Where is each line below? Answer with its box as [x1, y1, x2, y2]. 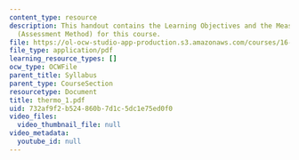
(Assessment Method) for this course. [17, 29, 162, 38]
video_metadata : [9, 129, 69, 138]
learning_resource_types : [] [9, 54, 117, 63]
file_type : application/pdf [9, 46, 114, 55]
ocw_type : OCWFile [9, 63, 77, 72]
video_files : [9, 112, 58, 121]
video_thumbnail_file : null [17, 121, 122, 130]
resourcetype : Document [9, 87, 98, 96]
